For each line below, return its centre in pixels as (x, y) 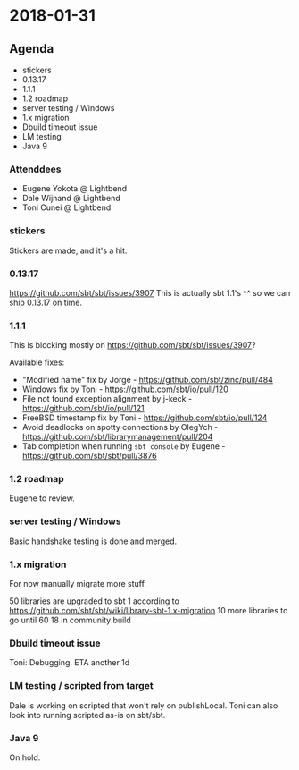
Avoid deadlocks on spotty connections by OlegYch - (120, 427)
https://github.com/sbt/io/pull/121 (83, 409)
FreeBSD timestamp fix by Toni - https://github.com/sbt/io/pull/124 (145, 418)
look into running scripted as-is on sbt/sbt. (87, 715)
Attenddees (35, 169)
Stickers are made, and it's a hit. (68, 250)
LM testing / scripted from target (81, 686)
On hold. (25, 757)
